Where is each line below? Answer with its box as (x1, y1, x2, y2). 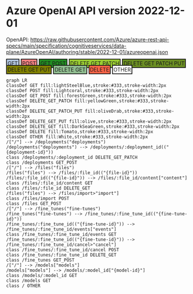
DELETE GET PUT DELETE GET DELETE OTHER (8, 66, 131, 73)
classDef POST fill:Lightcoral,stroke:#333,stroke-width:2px (6, 87, 159, 93)
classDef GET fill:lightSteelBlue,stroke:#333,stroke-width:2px (6, 82, 167, 89)
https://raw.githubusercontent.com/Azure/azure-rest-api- (30, 36, 170, 43)
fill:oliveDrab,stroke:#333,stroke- (84, 108, 175, 114)
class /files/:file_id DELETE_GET (6, 185, 91, 191)
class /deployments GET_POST (6, 160, 77, 165)
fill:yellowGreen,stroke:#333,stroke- (74, 98, 169, 104)
